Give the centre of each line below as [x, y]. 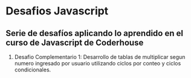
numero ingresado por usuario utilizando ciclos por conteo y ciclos [98, 63]
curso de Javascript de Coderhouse [75, 42]
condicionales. [33, 70]
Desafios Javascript [57, 11]
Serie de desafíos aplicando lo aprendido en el [95, 33]
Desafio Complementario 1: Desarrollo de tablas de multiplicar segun [100, 57]
